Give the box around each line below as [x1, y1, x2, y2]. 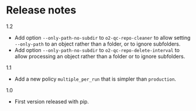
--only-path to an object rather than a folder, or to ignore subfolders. [14, 40, 181, 47]
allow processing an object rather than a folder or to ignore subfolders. [14, 53, 185, 60]
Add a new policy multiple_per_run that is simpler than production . [14, 75, 177, 82]
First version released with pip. [14, 98, 90, 105]
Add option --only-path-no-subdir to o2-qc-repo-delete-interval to [14, 46, 180, 53]
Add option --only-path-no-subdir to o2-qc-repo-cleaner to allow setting [14, 34, 191, 41]
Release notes [6, 4, 77, 17]
